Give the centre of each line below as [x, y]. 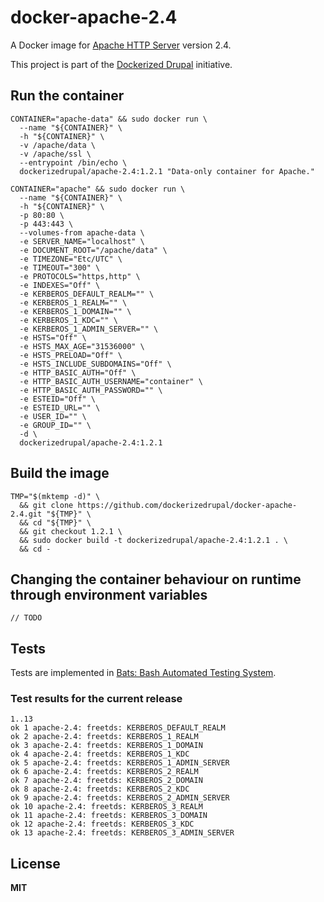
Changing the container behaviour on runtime [156, 579]
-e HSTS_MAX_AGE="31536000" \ [82, 346]
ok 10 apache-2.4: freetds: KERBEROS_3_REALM [106, 807]
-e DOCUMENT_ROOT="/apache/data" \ [93, 250]
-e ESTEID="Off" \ [58, 399]
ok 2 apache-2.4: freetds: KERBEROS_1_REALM [104, 737]
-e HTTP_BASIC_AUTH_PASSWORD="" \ [91, 390]
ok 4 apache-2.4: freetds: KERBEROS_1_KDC [100, 754]
